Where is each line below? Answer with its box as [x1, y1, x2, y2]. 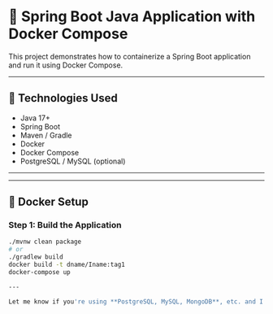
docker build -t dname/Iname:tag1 [8, 260, 126, 269]
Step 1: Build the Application [8, 220, 122, 231]
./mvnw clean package [8, 238, 82, 246]
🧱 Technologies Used [8, 91, 118, 105]
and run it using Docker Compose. [8, 60, 123, 70]
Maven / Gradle [19, 130, 72, 140]
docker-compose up [8, 268, 71, 276]
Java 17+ [19, 113, 50, 123]
